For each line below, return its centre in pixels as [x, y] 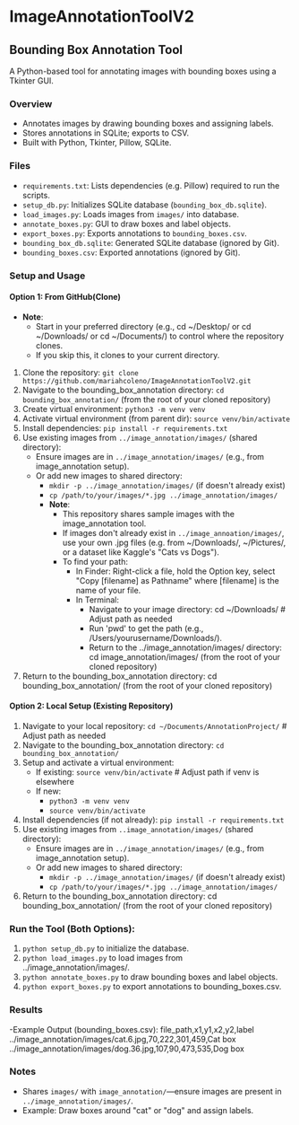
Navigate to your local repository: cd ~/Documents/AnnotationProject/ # [154, 725]
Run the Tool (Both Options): [73, 928]
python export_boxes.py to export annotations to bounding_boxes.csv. [152, 987]
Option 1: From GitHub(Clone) [65, 297]
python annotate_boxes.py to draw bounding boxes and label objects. [150, 977]
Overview [31, 103]
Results [26, 1010]
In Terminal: [97, 600]
